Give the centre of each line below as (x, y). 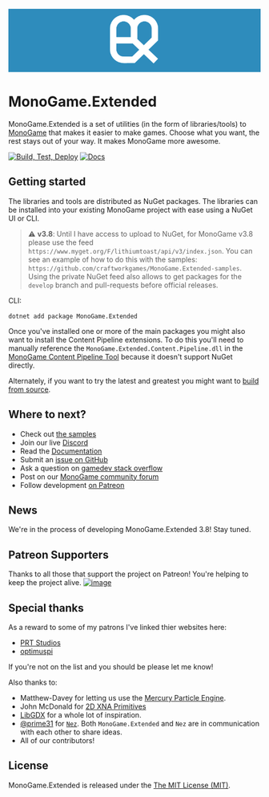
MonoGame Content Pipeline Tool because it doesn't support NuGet (121, 356)
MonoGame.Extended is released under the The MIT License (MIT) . (119, 785)
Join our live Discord (54, 442)
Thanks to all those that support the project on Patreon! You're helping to (128, 574)
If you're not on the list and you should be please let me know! (111, 667)
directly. (22, 365)
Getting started (47, 182)
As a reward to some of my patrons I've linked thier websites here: (117, 627)
